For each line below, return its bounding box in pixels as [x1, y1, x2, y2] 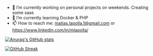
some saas [12, 10, 34, 15]
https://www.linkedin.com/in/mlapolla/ [12, 27, 89, 33]
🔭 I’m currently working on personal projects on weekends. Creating [12, 5, 149, 10]
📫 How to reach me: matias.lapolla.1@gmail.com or [12, 20, 115, 26]
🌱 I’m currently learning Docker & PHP [12, 15, 88, 20]
